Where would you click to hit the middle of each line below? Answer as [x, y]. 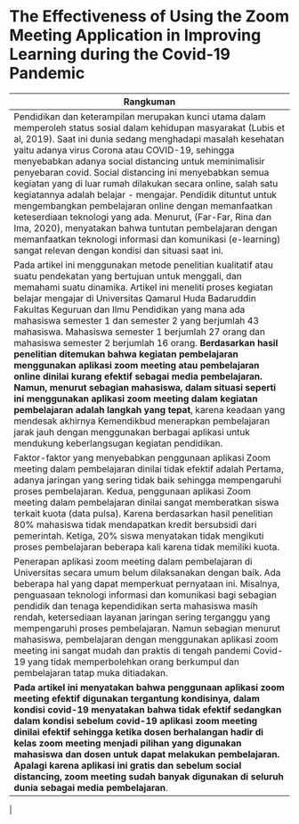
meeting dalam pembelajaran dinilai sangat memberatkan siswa [146, 502]
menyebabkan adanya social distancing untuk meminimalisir [139, 161]
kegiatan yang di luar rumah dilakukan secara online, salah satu [146, 183]
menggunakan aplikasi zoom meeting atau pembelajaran [137, 365]
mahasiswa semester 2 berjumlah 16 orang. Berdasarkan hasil [146, 342]
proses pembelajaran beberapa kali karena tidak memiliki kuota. [147, 547]
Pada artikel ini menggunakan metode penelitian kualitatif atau [144, 265]
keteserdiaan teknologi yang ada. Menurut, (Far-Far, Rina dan [143, 217]
